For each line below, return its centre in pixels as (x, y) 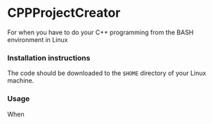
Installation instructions (49, 57)
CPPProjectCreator (64, 13)
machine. (21, 81)
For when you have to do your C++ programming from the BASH (101, 32)
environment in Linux (38, 39)
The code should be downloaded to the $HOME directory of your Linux (107, 73)
